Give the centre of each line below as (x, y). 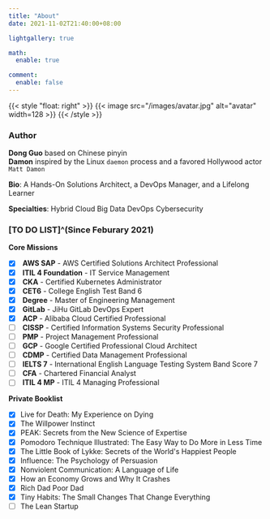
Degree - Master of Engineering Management (99, 300)
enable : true (38, 61)
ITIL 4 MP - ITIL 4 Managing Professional (91, 383)
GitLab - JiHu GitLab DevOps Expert (83, 309)
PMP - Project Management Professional (90, 336)
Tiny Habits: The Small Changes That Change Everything (115, 497)
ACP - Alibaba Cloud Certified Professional (94, 318)
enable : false (39, 83)
